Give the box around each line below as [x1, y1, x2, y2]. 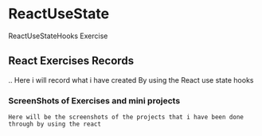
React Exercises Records [8, 54, 134, 68]
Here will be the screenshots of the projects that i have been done [8, 113, 244, 122]
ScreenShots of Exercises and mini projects [8, 95, 181, 106]
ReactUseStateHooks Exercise [8, 31, 108, 41]
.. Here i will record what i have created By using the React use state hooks [8, 75, 254, 84]
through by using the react [8, 120, 102, 128]
